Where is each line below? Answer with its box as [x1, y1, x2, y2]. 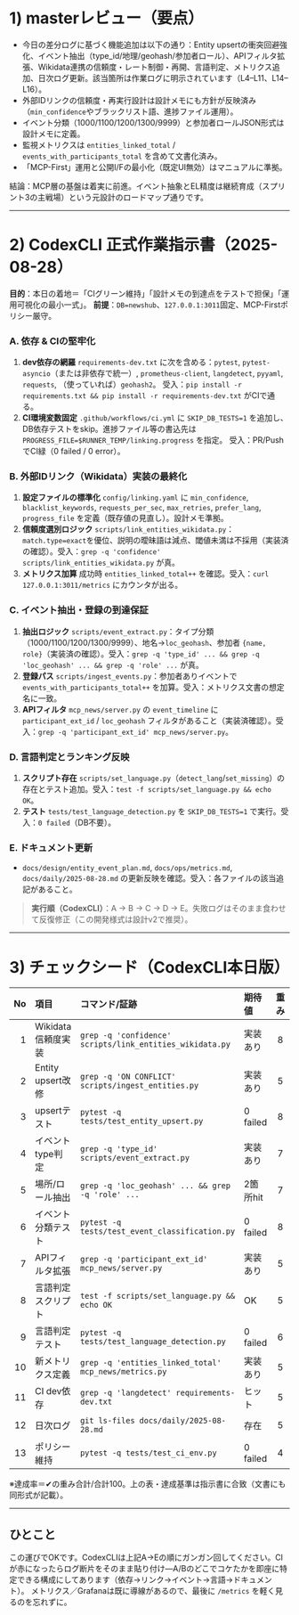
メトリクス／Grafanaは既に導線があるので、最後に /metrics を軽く [30, 1586, 276, 1596]
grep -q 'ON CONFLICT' [79, 1072, 176, 1082]
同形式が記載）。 [9, 1489, 69, 1501]
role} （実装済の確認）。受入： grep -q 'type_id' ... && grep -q [21, 648, 260, 659]
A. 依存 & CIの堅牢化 [9, 335, 96, 347]
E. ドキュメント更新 [9, 841, 93, 853]
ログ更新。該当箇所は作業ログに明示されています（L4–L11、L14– [53, 72, 289, 83]
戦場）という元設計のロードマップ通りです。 [44, 192, 209, 202]
